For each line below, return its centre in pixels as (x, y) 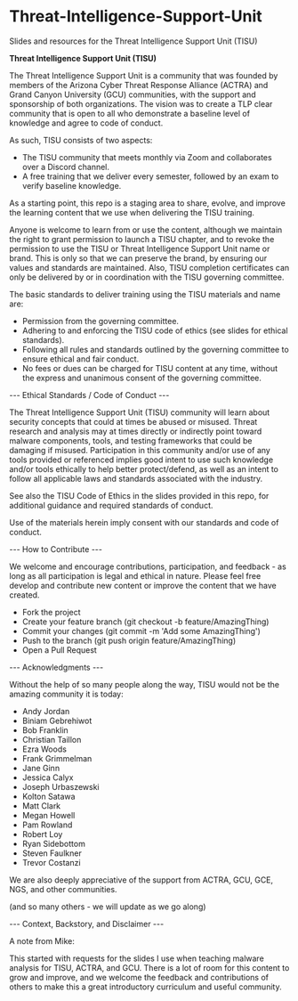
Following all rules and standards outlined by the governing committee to (155, 349)
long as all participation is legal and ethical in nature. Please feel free (135, 575)
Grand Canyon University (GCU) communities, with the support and (133, 94)
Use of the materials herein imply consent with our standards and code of (144, 522)
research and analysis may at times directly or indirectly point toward (136, 431)
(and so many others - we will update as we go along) (108, 907)
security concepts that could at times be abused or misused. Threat (133, 421)
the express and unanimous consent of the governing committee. (142, 378)
